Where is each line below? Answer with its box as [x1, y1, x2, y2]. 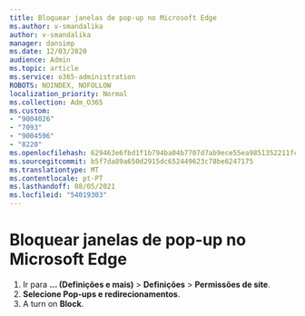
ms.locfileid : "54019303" [9, 191, 107, 200]
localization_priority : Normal [9, 89, 128, 98]
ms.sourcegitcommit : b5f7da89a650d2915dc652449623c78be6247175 [9, 156, 254, 166]
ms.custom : [9, 106, 51, 115]
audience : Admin [9, 55, 71, 64]
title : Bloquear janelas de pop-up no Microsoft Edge [9, 13, 218, 23]
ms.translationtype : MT [9, 165, 100, 174]
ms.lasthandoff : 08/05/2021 [9, 183, 116, 192]
